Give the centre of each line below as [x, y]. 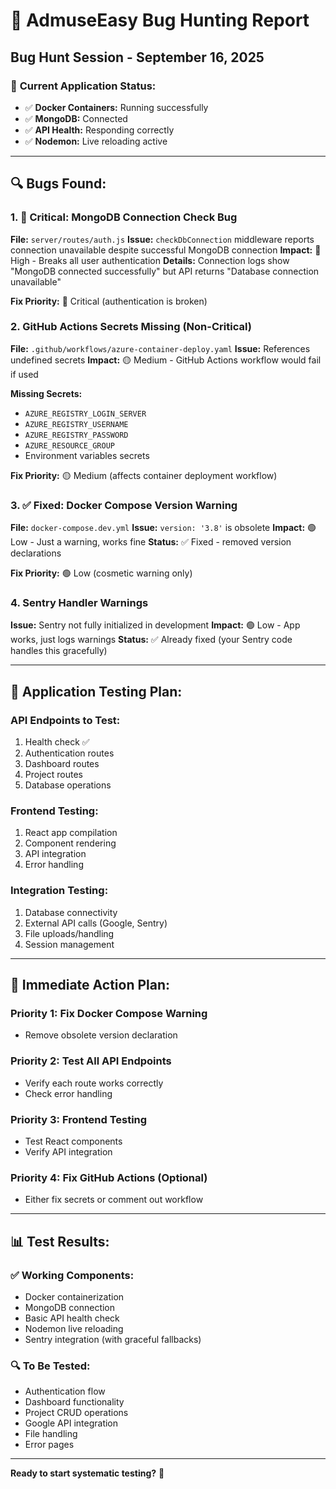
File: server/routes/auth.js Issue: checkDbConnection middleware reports [162, 239]
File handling [51, 1434]
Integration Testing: [59, 891]
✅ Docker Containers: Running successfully [116, 107]
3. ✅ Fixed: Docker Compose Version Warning [124, 505]
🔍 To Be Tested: [50, 1366]
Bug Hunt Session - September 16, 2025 [137, 57]
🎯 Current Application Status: [83, 86]
